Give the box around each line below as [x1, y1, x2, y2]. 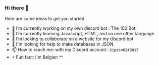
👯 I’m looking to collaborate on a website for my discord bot [11, 36, 134, 42]
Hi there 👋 [4, 4, 29, 11]
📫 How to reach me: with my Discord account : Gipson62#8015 [11, 47, 139, 53]
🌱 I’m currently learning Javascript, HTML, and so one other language [11, 31, 155, 37]
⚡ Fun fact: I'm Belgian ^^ [11, 54, 63, 60]
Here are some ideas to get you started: [4, 16, 86, 22]
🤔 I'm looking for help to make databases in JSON [11, 41, 113, 47]
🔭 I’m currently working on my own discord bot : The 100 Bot [11, 25, 136, 31]
